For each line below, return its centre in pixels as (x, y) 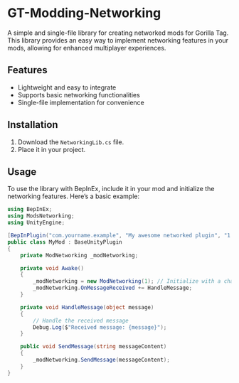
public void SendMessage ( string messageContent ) (94, 347)
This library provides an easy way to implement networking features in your (118, 40)
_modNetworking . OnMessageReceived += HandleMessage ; (113, 288)
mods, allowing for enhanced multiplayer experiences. (87, 48)
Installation (33, 125)
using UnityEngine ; (36, 223)
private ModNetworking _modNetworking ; (79, 255)
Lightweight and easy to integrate (67, 87)
